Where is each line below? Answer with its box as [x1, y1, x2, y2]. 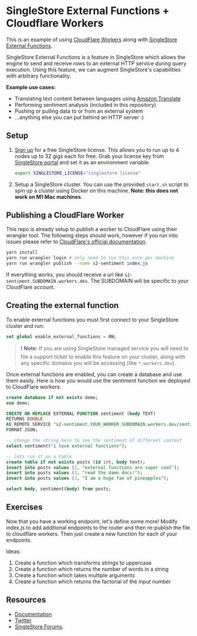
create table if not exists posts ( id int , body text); [6, 459, 145, 465]
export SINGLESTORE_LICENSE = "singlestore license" [14, 170, 141, 176]
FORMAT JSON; [6, 427, 38, 433]
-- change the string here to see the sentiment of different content [6, 438, 182, 444]
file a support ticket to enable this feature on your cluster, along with [20, 353, 186, 360]
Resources [6, 595, 46, 605]
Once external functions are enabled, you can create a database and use [6, 371, 182, 378]
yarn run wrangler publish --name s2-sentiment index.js [6, 261, 148, 266]
